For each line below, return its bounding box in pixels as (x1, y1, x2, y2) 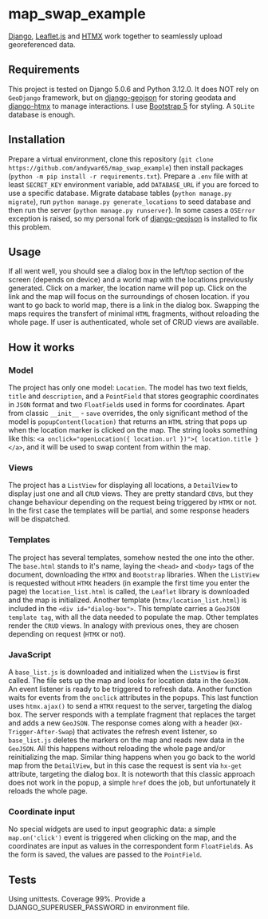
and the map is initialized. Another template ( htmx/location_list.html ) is (8, 595, 247, 605)
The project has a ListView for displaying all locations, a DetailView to (8, 481, 238, 490)
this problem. (8, 222, 52, 232)
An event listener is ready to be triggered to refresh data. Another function (8, 684, 253, 693)
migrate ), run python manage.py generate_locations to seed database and (8, 197, 251, 206)
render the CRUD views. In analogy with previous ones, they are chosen (8, 621, 239, 630)
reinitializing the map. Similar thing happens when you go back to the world (8, 752, 256, 761)
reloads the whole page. (8, 785, 88, 796)
